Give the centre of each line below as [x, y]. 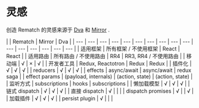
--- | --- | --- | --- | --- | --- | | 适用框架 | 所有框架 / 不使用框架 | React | [93, 49]
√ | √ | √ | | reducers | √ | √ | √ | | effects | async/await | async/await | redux [99, 70]
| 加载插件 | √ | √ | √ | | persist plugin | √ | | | [60, 98]
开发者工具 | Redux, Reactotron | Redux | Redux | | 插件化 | [120, 63]
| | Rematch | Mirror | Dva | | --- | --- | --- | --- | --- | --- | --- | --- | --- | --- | [100, 42]
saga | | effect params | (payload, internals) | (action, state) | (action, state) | [99, 76]
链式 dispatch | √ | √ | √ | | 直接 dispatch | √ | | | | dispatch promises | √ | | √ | [100, 91]
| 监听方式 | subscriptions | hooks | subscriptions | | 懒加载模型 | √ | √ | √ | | [98, 83]
